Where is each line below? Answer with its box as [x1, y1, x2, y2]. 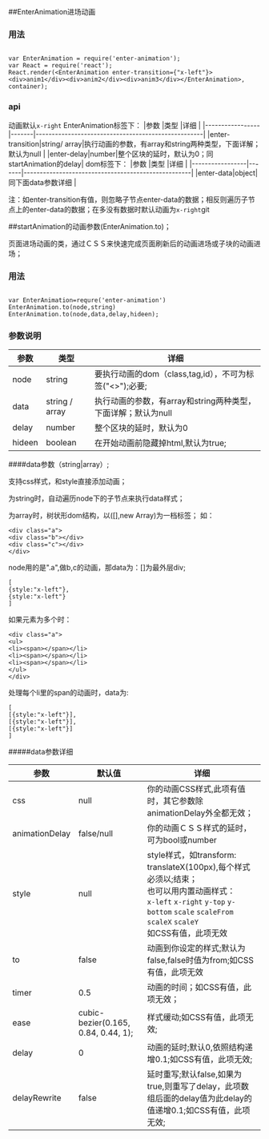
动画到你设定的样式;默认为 [147, 943, 246, 954]
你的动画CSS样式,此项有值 [147, 783, 246, 795]
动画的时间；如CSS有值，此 [147, 982, 252, 993]
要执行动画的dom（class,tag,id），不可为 [94, 368, 247, 380]
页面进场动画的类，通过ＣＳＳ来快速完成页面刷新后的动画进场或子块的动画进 [8, 239, 261, 248]
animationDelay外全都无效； [147, 807, 254, 819]
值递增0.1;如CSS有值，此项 [147, 1105, 251, 1116]
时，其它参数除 [147, 795, 204, 807]
